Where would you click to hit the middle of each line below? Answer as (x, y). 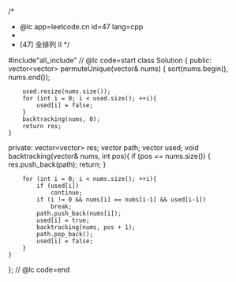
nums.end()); (29, 77)
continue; (66, 193)
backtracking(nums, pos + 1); (86, 227)
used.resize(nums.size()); (67, 92)
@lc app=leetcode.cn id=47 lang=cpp (81, 26)
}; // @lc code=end (39, 269)
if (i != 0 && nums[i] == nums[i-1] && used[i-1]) (122, 200)
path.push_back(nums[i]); (79, 213)
